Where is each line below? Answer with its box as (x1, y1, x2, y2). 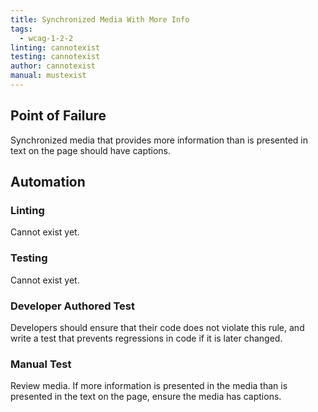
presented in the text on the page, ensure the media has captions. (10, 391, 282, 403)
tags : (10, 24, 33, 34)
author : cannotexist (10, 61, 97, 71)
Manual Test (10, 357, 72, 371)
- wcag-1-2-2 (19, 33, 74, 43)
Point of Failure (10, 107, 107, 125)
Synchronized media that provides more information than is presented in (10, 134, 308, 146)
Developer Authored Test (10, 299, 135, 313)
